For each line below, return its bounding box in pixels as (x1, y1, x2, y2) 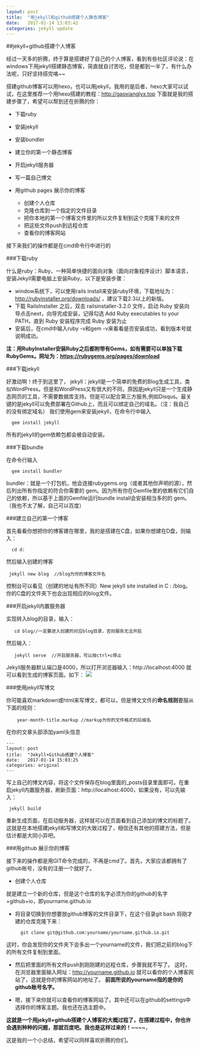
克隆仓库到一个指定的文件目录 (23, 207, 97, 214)
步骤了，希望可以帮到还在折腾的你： (11, 98, 100, 105)
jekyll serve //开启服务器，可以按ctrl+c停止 (14, 653, 122, 659)
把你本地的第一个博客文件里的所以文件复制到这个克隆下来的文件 (23, 215, 180, 222)
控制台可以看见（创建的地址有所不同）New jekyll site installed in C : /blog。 (6, 582, 191, 589)
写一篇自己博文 (14, 174, 52, 181)
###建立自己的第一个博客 (6, 515, 68, 522)
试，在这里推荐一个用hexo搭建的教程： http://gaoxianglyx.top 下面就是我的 (6, 90, 189, 97)
